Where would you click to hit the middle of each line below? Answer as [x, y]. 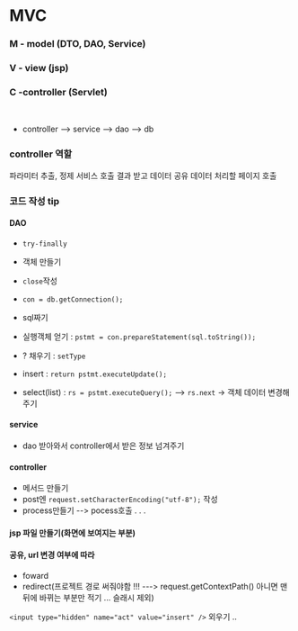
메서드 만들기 [45, 488]
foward [35, 575]
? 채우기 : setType [54, 356]
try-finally [44, 244]
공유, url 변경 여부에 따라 [52, 555]
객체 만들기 [42, 261]
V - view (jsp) [39, 68]
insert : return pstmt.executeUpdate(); [95, 374]
